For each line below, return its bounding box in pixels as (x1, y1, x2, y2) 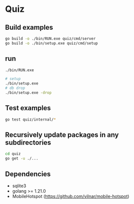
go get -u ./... (5, 156, 38, 161)
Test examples (5, 104, 51, 112)
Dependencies (5, 169, 51, 178)
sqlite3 (12, 183, 26, 189)
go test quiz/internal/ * (5, 117, 56, 122)
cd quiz (5, 152, 21, 157)
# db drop (5, 85, 26, 91)
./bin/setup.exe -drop (5, 90, 52, 95)
